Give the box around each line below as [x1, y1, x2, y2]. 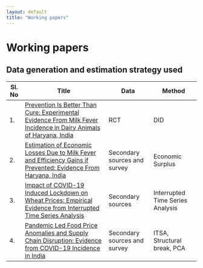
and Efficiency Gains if [25, 156, 89, 164]
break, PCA [153, 244, 185, 252]
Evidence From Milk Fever [25, 116, 98, 124]
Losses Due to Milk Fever [25, 148, 97, 156]
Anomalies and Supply [25, 229, 89, 237]
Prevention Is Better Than [25, 101, 97, 109]
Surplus [153, 159, 176, 168]
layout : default [6, 8, 47, 15]
